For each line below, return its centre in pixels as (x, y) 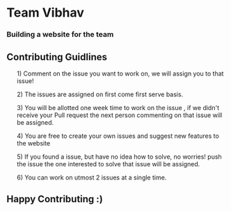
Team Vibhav (46, 13)
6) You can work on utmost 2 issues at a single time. (91, 177)
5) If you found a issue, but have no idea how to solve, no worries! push (119, 157)
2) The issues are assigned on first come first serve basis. (100, 94)
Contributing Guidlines (57, 57)
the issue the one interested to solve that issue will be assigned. (108, 164)
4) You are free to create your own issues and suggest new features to (118, 136)
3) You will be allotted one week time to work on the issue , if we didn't (118, 107)
